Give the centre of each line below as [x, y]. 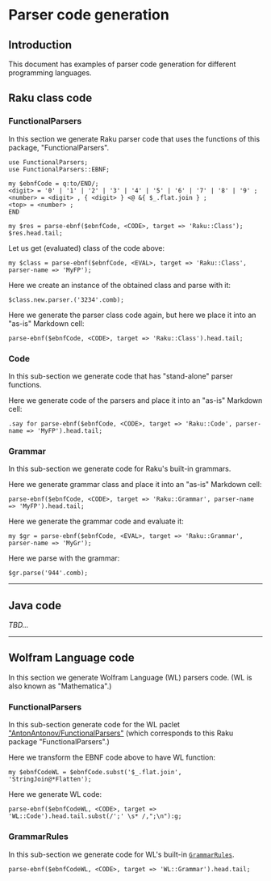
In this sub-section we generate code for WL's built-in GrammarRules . [122, 854]
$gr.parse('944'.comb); [48, 573]
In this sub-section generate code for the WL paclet [94, 725]
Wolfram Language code [71, 658]
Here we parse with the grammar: [64, 558]
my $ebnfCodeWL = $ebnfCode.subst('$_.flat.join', [95, 773]
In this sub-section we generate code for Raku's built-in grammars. [120, 469]
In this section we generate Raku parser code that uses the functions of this [134, 138]
